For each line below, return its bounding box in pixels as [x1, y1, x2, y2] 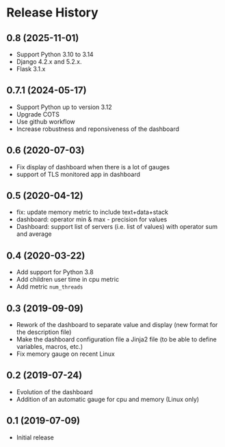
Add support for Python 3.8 [16, 268, 94, 276]
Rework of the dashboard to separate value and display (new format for [16, 321, 218, 329]
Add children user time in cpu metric [16, 276, 120, 284]
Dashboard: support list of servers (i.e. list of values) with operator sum [16, 223, 218, 231]
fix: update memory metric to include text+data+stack [16, 208, 169, 217]
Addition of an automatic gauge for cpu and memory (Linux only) [16, 395, 200, 403]
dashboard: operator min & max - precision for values [16, 215, 168, 223]
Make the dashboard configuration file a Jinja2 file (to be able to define [16, 335, 217, 343]
